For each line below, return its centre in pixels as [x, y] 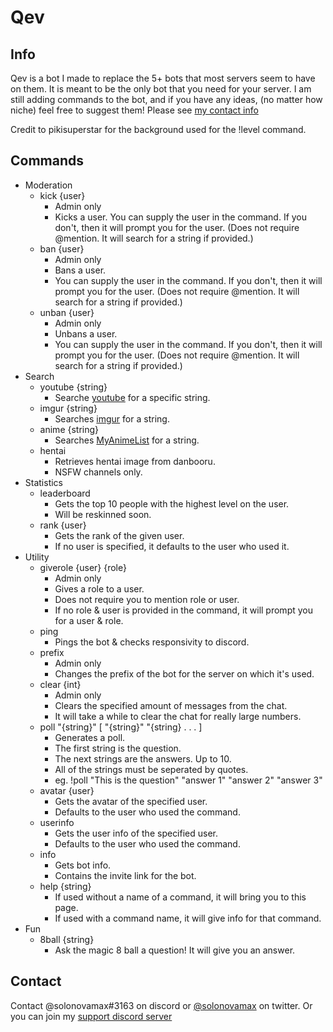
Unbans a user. [86, 333]
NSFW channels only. [98, 472]
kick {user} [62, 195]
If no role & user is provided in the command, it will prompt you [183, 610]
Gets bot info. [83, 865]
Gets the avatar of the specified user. [131, 801]
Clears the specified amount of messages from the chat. [171, 705]
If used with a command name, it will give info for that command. [188, 918]
